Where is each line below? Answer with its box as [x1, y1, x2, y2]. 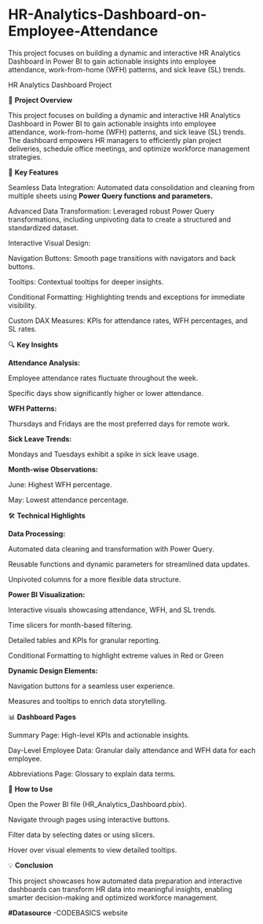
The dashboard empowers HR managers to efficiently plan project [8, 135, 222, 145]
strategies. [8, 152, 43, 162]
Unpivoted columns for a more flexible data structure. [8, 574, 181, 584]
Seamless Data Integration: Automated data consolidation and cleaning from [8, 182, 255, 192]
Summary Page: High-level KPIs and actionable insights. [8, 730, 190, 739]
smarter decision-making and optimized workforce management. [8, 893, 218, 902]
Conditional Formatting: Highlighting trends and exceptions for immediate [8, 292, 246, 302]
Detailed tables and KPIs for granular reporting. [8, 635, 161, 645]
